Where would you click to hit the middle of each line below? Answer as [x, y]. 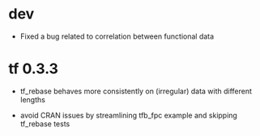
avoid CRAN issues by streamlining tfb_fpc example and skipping [128, 115]
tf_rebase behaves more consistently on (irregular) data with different [136, 91]
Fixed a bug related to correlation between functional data [117, 36]
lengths [33, 99]
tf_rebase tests [45, 124]
